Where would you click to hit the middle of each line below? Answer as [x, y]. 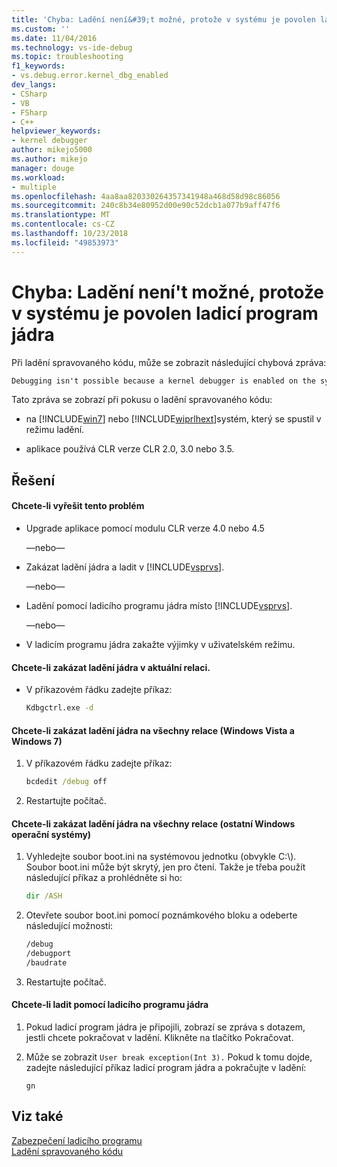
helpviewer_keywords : [56, 131]
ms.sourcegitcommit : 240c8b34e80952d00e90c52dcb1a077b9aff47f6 [146, 206]
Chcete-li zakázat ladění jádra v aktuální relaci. [111, 667]
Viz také [37, 1116]
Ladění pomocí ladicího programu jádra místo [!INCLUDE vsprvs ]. [159, 606]
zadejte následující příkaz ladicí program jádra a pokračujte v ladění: [166, 1068]
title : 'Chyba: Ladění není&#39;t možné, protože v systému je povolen [163, 19]
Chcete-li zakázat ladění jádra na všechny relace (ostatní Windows [153, 823]
